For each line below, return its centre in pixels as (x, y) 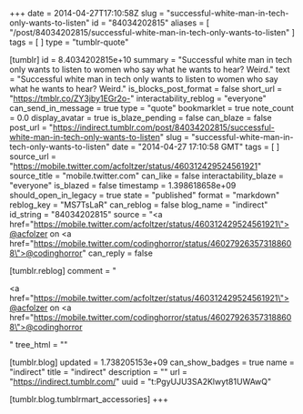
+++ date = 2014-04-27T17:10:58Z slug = (87, 13)
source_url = (33, 157)
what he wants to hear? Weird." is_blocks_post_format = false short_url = (146, 89)
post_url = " (31, 127)
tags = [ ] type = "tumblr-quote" (69, 42)
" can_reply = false (117, 253)
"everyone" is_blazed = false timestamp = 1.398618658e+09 (123, 185)
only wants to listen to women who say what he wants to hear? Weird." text (150, 69)
